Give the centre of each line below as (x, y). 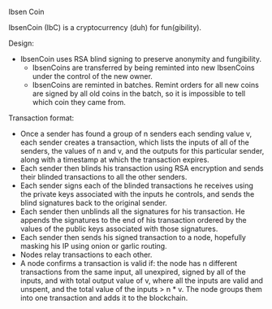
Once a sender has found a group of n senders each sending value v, (136, 134)
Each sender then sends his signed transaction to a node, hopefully (133, 237)
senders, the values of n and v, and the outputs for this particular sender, (142, 151)
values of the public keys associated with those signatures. (119, 228)
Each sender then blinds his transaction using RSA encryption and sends (142, 168)
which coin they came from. (79, 102)
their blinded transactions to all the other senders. (104, 177)
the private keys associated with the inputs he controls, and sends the (137, 194)
